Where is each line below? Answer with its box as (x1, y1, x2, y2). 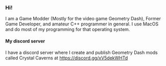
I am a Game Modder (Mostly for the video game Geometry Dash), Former (5, 16, 161, 22)
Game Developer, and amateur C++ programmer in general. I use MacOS (5, 21, 159, 27)
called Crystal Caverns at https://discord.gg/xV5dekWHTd (5, 55, 128, 61)
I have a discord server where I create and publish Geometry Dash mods (5, 49, 158, 55)
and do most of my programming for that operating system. (5, 26, 130, 32)
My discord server (5, 38, 45, 44)
